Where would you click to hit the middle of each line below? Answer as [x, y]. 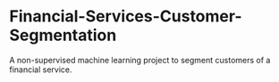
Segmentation [63, 35]
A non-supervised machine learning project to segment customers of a [140, 60]
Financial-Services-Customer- [126, 16]
